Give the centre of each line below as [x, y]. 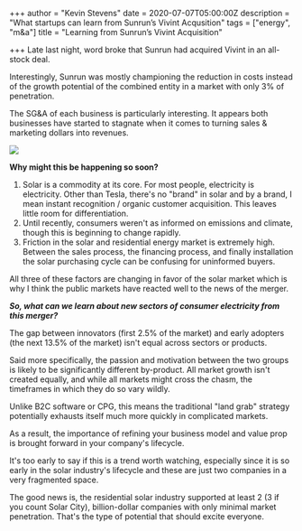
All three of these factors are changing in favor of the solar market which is [148, 279]
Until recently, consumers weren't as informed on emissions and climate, [157, 223]
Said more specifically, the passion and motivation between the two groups [149, 360]
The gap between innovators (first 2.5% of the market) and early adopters [147, 333]
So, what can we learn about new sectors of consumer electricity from [145, 306]
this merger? [34, 316]
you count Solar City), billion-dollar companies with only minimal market [143, 507]
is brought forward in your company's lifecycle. [97, 443]
